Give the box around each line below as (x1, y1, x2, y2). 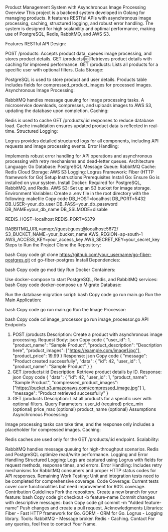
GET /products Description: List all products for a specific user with (12, 396, 152, 401)
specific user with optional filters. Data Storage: (5, 67, 104, 72)
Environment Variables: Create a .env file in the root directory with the (5, 191, 149, 196)
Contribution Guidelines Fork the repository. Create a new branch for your (5, 489, 158, 495)
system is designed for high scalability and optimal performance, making (5, 26, 155, 32)
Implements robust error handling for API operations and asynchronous (5, 153, 152, 159)
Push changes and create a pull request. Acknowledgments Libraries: (20, 505, 163, 511)
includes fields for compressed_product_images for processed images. (5, 82, 152, 87)
